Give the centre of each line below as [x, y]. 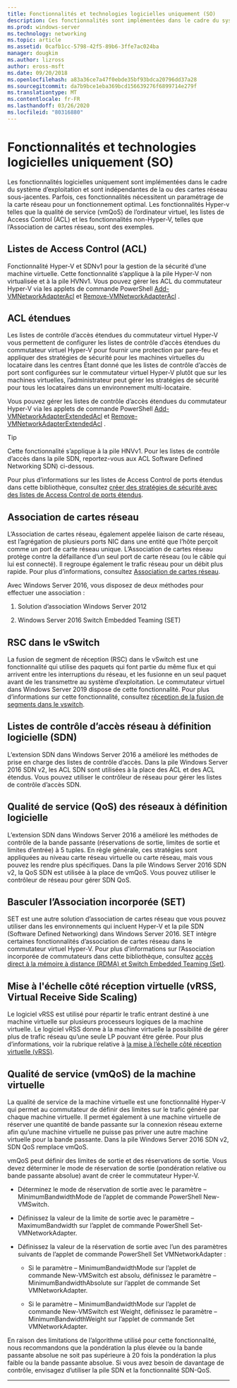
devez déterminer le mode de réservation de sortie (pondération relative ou [117, 1168]
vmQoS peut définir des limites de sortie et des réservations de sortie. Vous [117, 1161]
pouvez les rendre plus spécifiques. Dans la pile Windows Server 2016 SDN [117, 865]
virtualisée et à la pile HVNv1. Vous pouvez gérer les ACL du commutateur [115, 281]
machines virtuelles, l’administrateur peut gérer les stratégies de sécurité [113, 380]
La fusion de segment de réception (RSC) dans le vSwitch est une [103, 659]
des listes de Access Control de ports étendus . [75, 495]
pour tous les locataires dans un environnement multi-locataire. [99, 388]
